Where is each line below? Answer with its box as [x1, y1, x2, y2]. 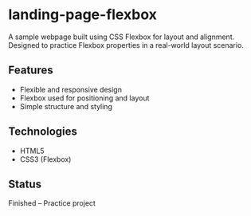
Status [8, 177, 42, 190]
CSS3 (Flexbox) [19, 154, 72, 164]
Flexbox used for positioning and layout [19, 93, 150, 103]
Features [8, 64, 53, 77]
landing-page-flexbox [8, 6, 157, 24]
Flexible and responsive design [19, 84, 122, 94]
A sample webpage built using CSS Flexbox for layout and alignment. [8, 32, 235, 41]
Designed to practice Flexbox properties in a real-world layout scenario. [8, 40, 245, 49]
